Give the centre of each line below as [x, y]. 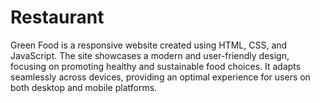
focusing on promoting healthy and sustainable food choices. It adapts [156, 66]
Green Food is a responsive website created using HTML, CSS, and [149, 45]
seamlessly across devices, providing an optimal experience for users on [160, 77]
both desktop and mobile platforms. [84, 87]
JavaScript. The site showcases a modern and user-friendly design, [150, 55]
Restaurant [57, 17]
